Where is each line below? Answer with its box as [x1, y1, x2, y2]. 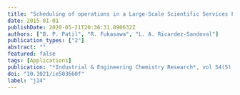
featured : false [7, 51, 56, 58]
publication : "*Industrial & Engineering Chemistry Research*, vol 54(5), [7, 64, 235, 71]
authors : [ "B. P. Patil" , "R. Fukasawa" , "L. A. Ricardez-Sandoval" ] [7, 30, 219, 38]
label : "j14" [7, 76, 46, 84]
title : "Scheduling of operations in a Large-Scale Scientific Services [7, 10, 229, 18]
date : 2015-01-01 [7, 17, 59, 24]
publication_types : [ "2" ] [7, 37, 84, 44]
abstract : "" [7, 44, 46, 51]
